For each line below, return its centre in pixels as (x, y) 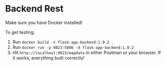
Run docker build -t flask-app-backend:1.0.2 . (63, 42)
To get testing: (20, 32)
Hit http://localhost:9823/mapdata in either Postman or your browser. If (86, 52)
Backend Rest (34, 9)
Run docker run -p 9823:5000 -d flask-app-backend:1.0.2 (73, 47)
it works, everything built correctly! (48, 57)
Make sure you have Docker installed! (44, 22)
